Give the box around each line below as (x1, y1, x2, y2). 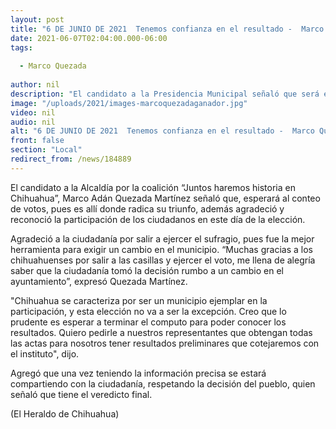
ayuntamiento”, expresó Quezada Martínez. (10, 275, 188, 287)
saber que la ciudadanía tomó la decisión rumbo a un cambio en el (10, 264, 284, 276)
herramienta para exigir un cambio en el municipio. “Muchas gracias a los (10, 243, 313, 255)
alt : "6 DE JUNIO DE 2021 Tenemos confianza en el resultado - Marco (10, 126, 315, 136)
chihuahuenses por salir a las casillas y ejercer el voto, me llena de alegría (10, 254, 316, 266)
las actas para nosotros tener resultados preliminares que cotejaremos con (10, 337, 320, 349)
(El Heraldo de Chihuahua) (10, 407, 120, 420)
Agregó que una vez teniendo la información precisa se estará (10, 367, 267, 379)
